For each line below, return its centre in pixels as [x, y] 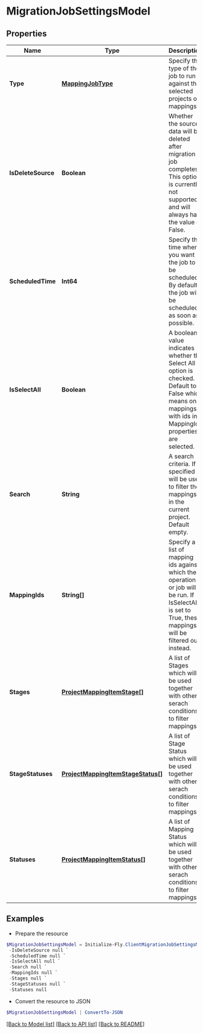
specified [182, 471]
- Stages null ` [28, 978]
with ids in [183, 416]
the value [182, 222]
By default [183, 285]
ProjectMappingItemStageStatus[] [112, 774]
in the [176, 502]
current [179, 509]
